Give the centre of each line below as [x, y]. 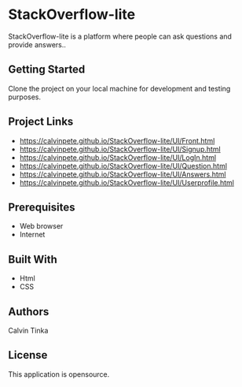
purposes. [25, 97]
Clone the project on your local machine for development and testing [119, 88]
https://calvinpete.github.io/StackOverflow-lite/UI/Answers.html [123, 174]
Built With [33, 259]
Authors [29, 312]
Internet [32, 235]
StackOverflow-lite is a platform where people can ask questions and [120, 36]
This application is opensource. [59, 374]
